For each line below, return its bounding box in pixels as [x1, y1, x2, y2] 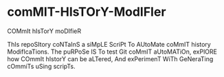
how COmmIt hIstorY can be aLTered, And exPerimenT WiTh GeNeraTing [7, 54, 214, 63]
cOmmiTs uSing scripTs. [7, 62, 76, 70]
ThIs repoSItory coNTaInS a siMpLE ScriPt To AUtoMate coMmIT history [7, 40, 211, 48]
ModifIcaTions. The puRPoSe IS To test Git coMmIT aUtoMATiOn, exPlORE [7, 47, 218, 56]
